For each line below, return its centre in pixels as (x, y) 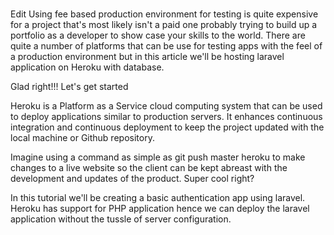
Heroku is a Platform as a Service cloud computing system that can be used (166, 105)
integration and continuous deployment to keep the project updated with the (167, 127)
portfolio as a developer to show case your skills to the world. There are (158, 35)
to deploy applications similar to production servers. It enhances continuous (166, 116)
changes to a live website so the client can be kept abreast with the (149, 167)
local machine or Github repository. (82, 137)
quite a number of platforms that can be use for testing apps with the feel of (166, 45)
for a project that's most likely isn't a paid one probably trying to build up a (164, 24)
